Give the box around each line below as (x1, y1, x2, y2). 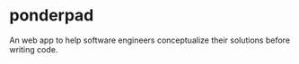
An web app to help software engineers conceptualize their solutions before (9, 35, 290, 45)
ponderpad (9, 5, 94, 26)
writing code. (9, 44, 58, 54)
